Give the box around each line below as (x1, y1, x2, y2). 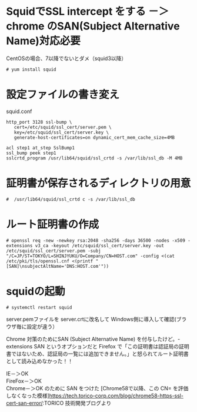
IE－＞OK (6, 370, 29, 377)
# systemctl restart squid (6, 304, 72, 310)
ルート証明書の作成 (6, 218, 99, 231)
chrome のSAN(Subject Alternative (6, 19, 181, 33)
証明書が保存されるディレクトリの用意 (6, 177, 191, 190)
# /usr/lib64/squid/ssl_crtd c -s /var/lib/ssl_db (6, 196, 135, 202)
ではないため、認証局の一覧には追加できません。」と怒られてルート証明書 (11, 350, 189, 357)
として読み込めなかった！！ (6, 357, 74, 364)
